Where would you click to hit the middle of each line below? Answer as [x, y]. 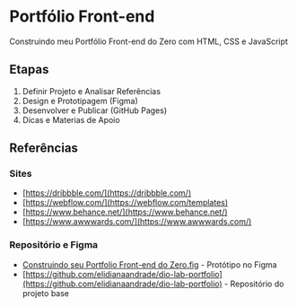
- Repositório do [254, 284]
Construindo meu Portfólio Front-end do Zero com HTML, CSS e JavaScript [149, 41]
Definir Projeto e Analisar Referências [92, 91]
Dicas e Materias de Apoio [71, 119]
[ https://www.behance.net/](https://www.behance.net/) [125, 212]
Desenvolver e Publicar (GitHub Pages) [95, 110]
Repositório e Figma [54, 245]
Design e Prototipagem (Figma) [80, 101]
